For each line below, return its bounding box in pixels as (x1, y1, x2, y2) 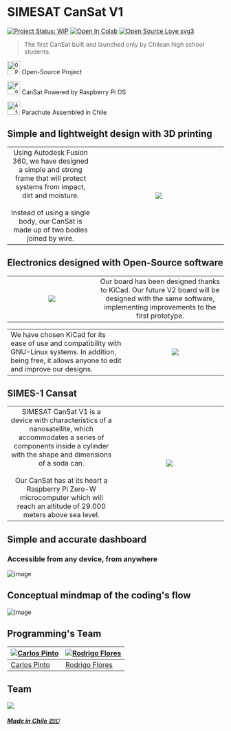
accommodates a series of (18, 433, 104, 442)
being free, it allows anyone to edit (10, 356, 122, 365)
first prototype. (135, 311, 184, 320)
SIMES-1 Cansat (7, 387, 78, 399)
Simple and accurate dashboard (7, 534, 146, 545)
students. (23, 47, 51, 56)
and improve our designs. (10, 364, 93, 373)
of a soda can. (38, 459, 85, 468)
